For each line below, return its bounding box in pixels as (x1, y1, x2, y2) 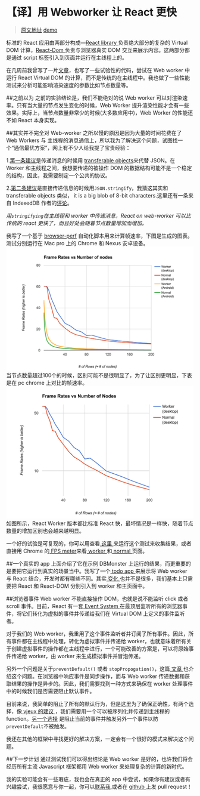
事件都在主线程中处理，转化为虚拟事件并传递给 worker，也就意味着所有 (11, 638, 186, 645)
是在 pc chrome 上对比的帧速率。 (6, 380, 88, 387)
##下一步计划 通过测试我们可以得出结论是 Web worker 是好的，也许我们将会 (6, 755, 193, 763)
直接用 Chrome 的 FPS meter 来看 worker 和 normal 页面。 (6, 547, 148, 555)
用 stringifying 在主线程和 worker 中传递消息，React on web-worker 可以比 (6, 212, 192, 219)
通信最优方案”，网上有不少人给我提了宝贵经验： (14, 144, 131, 151)
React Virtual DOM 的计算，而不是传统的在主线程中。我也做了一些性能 (17, 74, 190, 81)
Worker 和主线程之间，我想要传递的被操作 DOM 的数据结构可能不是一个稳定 (6, 164, 192, 171)
